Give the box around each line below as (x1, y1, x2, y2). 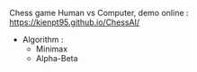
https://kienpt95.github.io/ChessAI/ (9, 17, 140, 28)
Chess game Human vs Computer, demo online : (9, 8, 189, 18)
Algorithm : (22, 35, 64, 44)
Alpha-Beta (35, 53, 78, 63)
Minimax (35, 44, 68, 54)
